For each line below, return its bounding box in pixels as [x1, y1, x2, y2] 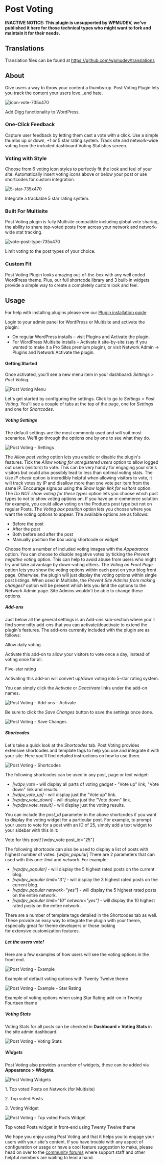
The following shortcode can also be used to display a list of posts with [5, 846, 148, 852]
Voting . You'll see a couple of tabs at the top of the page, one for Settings [5, 401, 153, 407]
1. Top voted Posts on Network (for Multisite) [5, 1086, 95, 1092]
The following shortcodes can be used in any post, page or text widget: [5, 771, 149, 777]
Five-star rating [5, 666, 36, 672]
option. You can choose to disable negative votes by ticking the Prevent [5, 551, 150, 557]
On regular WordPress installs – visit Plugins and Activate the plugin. [12, 334, 150, 340]
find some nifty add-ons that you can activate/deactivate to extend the [5, 622, 148, 628]
